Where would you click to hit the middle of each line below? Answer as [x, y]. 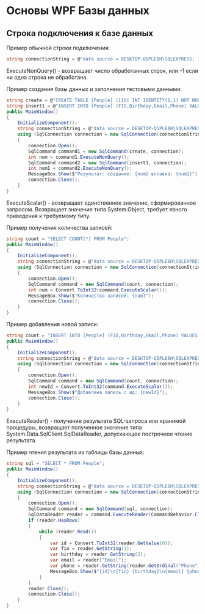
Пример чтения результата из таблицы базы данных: [75, 452]
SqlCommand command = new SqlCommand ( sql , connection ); [101, 509]
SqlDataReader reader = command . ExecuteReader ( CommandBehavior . [112, 515]
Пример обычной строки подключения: [58, 48]
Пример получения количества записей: [59, 227]
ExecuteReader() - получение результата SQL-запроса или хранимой [96, 421]
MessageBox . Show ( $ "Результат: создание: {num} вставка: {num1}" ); [114, 174]
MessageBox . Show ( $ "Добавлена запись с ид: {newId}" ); [98, 392]
